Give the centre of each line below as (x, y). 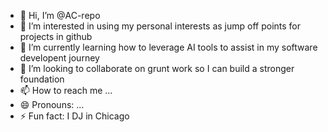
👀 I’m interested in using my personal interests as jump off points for (160, 26)
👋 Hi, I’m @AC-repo (60, 15)
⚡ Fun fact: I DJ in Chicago (74, 116)
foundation (42, 79)
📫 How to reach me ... (66, 90)
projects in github (56, 36)
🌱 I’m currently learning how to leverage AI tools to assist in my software (168, 47)
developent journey (59, 58)
